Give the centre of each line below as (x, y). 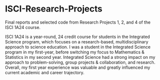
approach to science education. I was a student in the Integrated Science (78, 47)
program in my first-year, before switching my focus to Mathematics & (75, 52)
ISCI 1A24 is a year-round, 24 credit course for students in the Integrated (78, 37)
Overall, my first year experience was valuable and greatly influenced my (78, 67)
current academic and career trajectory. (45, 72)
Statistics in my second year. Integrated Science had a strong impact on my (80, 57)
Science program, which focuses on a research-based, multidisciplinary (77, 41)
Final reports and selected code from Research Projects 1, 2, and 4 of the (78, 22)
